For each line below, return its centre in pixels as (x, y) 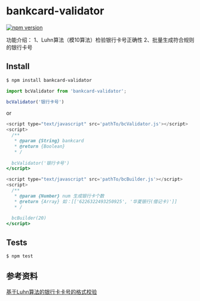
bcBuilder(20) (29, 218)
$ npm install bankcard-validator (49, 80)
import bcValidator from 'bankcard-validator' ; (67, 91)
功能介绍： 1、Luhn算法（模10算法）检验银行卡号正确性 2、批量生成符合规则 (100, 39)
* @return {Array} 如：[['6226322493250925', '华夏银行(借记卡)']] (96, 201)
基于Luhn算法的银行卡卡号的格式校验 (52, 291)
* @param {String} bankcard (49, 141)
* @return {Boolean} (40, 146)
